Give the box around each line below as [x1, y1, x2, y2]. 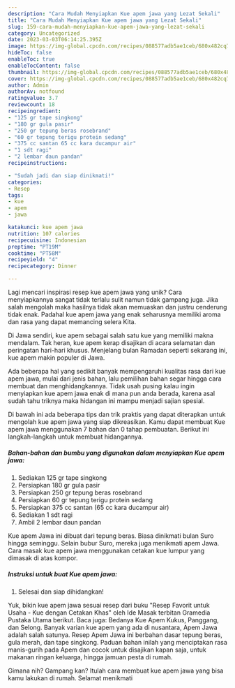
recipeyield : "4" [8, 256, 59, 263]
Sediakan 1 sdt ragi [17, 511, 73, 519]
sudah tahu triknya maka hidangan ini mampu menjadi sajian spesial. [8, 397, 205, 405]
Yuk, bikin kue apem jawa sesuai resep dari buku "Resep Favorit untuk [8, 601, 210, 609]
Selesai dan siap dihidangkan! [17, 587, 104, 596]
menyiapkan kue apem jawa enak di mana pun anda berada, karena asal [8, 389, 215, 397]
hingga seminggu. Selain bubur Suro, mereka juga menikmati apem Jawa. [8, 539, 220, 547]
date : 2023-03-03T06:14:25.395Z [8, 36, 102, 43]
